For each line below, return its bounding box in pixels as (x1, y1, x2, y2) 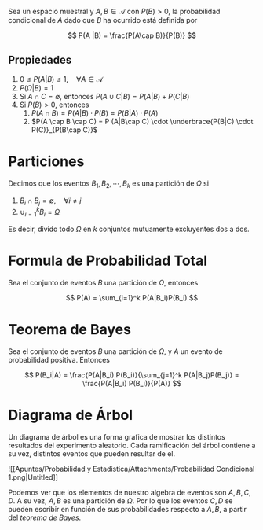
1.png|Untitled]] (8, 472, 59, 482)
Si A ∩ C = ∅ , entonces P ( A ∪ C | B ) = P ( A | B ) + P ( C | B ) (19, 91, 190, 101)
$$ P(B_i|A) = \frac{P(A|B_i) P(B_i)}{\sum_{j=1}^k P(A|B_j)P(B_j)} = (24, 370, 239, 380)
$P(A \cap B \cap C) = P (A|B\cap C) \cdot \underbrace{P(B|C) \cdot (31, 116, 254, 126)
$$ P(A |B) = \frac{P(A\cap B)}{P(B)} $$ (68, 31, 196, 40)
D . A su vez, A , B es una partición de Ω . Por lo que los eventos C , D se (8, 495, 233, 506)
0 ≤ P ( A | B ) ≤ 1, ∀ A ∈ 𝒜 (19, 74, 104, 83)
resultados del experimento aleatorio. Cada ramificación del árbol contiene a (8, 440, 256, 450)
